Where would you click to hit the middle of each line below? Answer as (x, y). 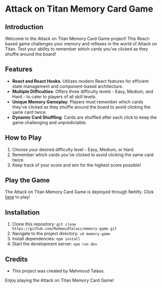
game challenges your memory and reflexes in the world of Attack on (88, 44)
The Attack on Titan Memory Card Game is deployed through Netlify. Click (80, 192)
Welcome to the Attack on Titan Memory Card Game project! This (71, 38)
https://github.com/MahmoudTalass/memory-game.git (64, 229)
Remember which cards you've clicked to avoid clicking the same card (83, 155)
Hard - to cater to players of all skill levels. (54, 96)
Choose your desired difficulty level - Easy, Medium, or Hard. (73, 149)
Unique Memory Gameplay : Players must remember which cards (78, 102)
